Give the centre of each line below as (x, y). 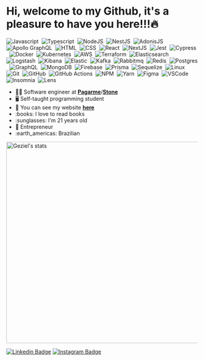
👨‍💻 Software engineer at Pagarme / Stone (66, 92)
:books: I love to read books (50, 114)
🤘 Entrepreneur (34, 126)
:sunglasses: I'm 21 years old (51, 120)
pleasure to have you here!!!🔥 (83, 24)
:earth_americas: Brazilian (47, 133)
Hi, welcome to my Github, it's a (88, 11)
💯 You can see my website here (55, 107)
